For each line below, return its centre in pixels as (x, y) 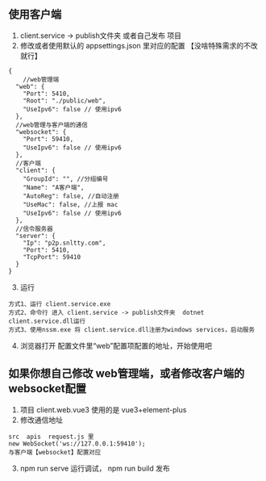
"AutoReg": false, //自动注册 (71, 196)
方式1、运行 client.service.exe (60, 304)
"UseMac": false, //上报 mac (71, 204)
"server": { (36, 236)
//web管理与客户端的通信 (52, 125)
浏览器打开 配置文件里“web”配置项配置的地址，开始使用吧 (116, 345)
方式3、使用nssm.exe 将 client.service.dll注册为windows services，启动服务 (132, 329)
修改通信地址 (41, 420)
